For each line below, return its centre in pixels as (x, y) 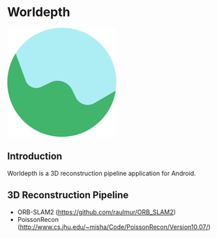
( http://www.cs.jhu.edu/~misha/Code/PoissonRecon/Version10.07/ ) (114, 227)
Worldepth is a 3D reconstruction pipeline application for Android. (102, 173)
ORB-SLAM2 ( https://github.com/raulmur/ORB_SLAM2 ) (97, 212)
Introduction (35, 157)
